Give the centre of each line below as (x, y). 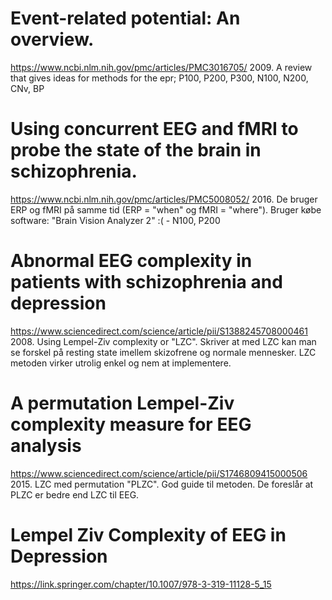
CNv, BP (27, 88)
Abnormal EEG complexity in (131, 261)
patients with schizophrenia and (146, 282)
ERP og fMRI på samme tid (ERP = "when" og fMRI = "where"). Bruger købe (166, 209)
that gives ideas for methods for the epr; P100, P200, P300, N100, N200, (159, 78)
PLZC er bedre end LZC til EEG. (75, 494)
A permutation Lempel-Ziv (122, 403)
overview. (52, 39)
